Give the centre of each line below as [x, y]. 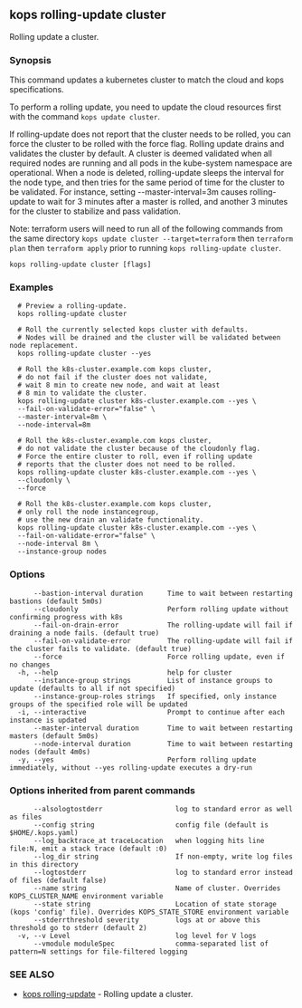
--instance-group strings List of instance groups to [153, 680]
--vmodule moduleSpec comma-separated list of [151, 944]
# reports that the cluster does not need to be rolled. [127, 465]
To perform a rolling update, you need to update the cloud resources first [146, 107]
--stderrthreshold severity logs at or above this [146, 920]
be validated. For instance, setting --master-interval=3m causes [129, 192]
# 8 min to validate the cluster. [82, 393]
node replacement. [44, 346]
